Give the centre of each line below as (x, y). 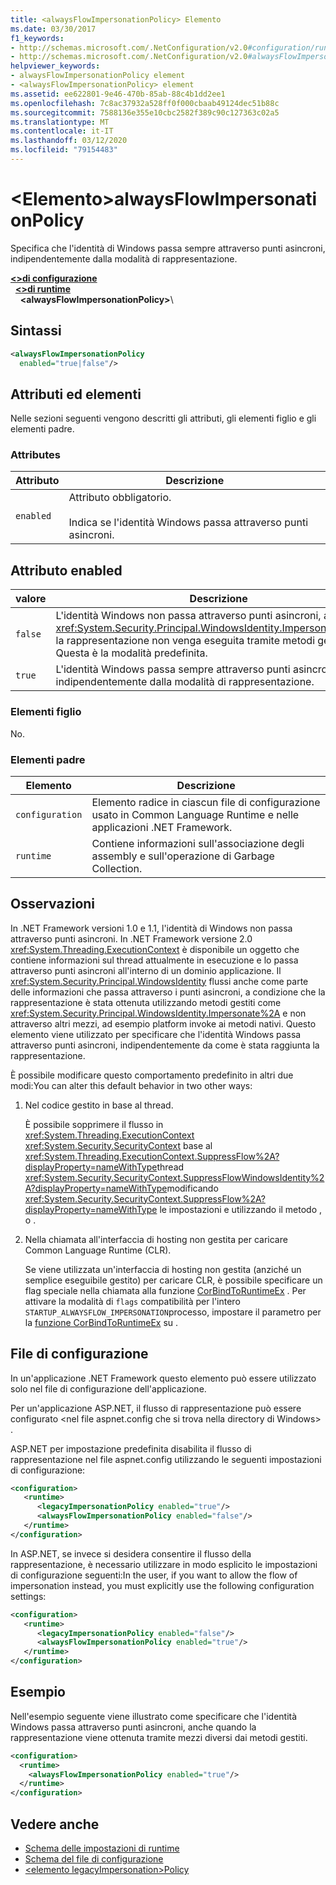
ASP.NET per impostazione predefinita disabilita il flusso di (131, 1448)
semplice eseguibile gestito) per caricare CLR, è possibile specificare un (173, 1280)
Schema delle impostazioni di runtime (102, 1848)
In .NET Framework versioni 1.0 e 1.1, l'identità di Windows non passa (151, 928)
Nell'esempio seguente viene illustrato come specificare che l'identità (154, 1716)
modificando (192, 1188)
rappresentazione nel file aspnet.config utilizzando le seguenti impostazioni (166, 1459)
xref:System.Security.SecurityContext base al (118, 1145)
